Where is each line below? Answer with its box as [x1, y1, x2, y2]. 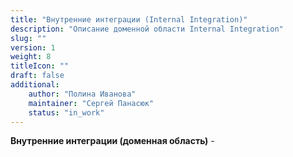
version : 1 [10, 42, 56, 53]
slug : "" [10, 33, 47, 43]
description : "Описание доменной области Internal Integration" [10, 24, 284, 34]
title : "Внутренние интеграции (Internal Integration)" [10, 14, 248, 25]
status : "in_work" [28, 107, 105, 118]
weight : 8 [10, 52, 52, 62]
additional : [10, 80, 60, 90]
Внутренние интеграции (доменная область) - [10, 135, 215, 147]
